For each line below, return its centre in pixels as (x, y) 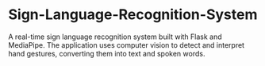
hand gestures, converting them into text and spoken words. (107, 53)
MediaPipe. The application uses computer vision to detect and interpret (126, 45)
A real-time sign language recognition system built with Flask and (115, 37)
